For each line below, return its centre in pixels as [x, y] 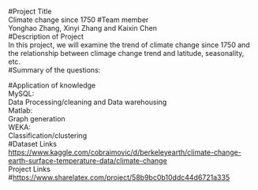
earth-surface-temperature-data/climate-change [88, 160]
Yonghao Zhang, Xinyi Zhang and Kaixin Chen [83, 28]
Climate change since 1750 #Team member [79, 20]
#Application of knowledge [52, 85]
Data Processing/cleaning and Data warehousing [88, 102]
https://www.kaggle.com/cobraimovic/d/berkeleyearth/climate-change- [125, 152]
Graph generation [37, 119]
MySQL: [21, 93]
